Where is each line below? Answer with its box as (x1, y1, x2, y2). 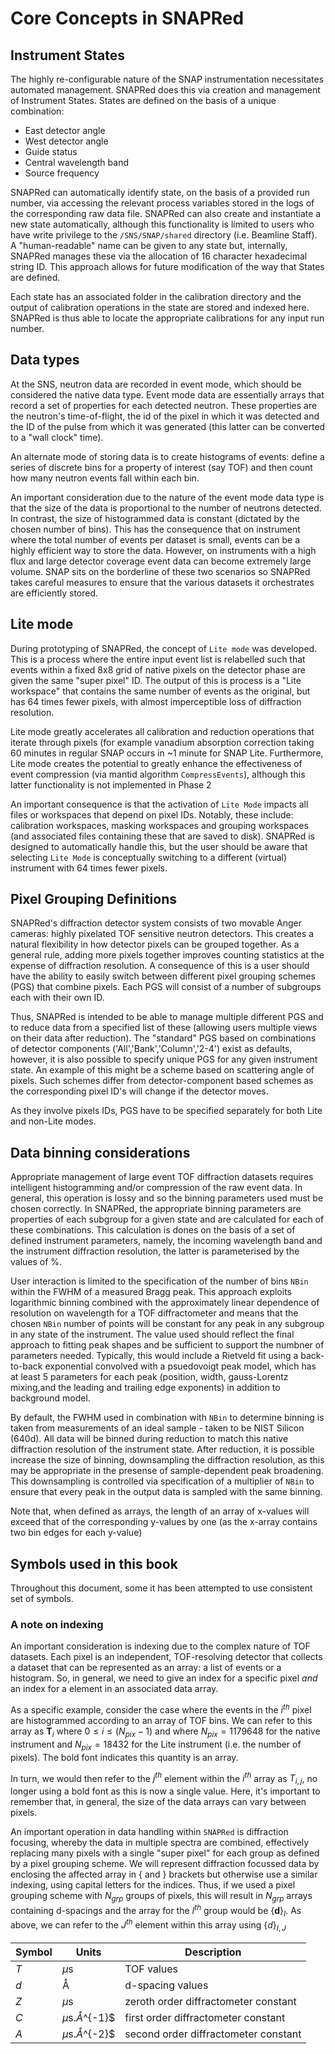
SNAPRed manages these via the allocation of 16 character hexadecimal (10, 250, 308, 262)
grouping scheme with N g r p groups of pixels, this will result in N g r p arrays (10, 1890, 313, 1904)
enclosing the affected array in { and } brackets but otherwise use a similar (10, 1868, 318, 1881)
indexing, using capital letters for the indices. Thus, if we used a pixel (10, 1879, 296, 1891)
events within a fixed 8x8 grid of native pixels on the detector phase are (10, 663, 306, 676)
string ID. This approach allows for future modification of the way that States (10, 261, 325, 272)
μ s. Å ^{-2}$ (61, 2027, 116, 2041)
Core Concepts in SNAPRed (10, 7, 245, 30)
